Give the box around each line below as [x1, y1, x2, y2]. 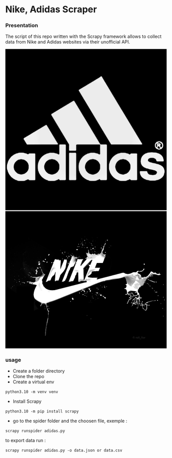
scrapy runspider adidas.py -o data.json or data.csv [5, 448, 123, 453]
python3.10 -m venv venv [5, 389, 58, 395]
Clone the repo [12, 374, 45, 380]
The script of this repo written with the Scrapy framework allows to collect [5, 33, 162, 39]
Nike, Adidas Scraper [5, 4, 97, 15]
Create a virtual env [12, 379, 55, 385]
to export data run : [5, 438, 46, 444]
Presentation [5, 22, 38, 29]
